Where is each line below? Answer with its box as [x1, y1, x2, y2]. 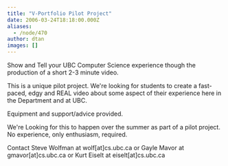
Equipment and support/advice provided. [7, 110, 124, 118]
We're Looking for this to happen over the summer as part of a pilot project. [7, 123, 221, 131]
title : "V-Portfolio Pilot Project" [7, 10, 112, 17]
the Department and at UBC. [7, 96, 87, 104]
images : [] [7, 42, 38, 49]
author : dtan [7, 36, 45, 43]
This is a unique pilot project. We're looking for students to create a [7, 82, 198, 90]
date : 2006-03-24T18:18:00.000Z [7, 17, 100, 23]
